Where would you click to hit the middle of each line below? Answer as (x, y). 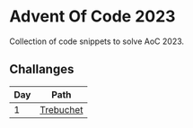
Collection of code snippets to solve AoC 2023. (97, 41)
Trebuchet (61, 109)
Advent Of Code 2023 (92, 17)
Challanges (42, 69)
